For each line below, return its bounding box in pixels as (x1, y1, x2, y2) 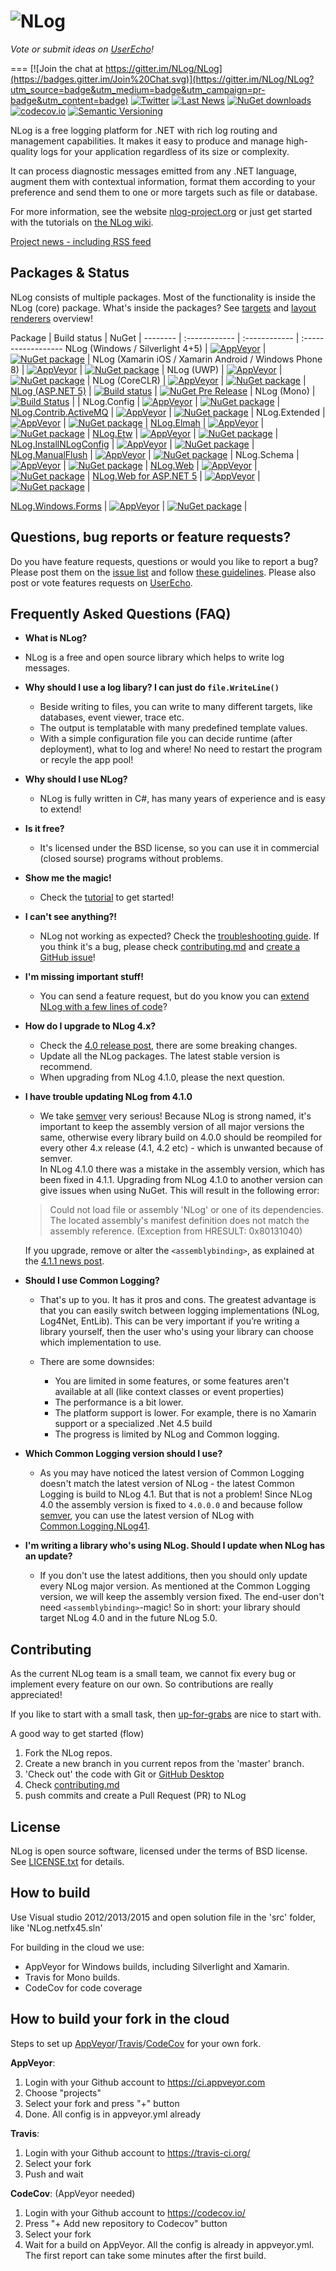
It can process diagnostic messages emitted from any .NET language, (10, 165, 298, 177)
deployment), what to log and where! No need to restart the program (39, 743, 323, 755)
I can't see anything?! (24, 911, 118, 923)
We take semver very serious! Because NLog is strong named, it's (39, 1110, 312, 1122)
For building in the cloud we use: (10, 1941, 145, 1953)
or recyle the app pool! (39, 754, 134, 766)
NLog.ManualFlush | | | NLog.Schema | (10, 448, 300, 460)
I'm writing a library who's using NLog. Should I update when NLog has (24, 1540, 326, 1552)
